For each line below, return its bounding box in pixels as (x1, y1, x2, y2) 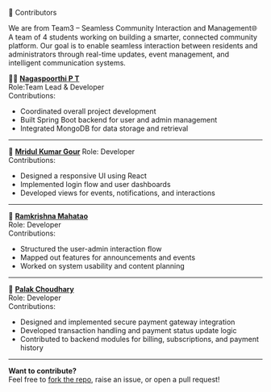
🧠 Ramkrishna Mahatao (8, 211, 89, 221)
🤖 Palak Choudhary (8, 285, 74, 294)
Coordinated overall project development (19, 106, 156, 116)
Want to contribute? (8, 366, 77, 375)
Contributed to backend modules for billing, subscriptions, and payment (19, 335, 260, 344)
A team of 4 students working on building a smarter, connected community (8, 32, 258, 42)
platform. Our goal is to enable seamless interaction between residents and (8, 41, 258, 50)
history (19, 343, 44, 352)
